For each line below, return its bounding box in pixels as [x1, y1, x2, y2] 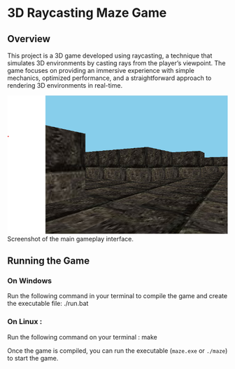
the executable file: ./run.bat [7, 300, 89, 308]
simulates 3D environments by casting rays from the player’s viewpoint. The [7, 59, 226, 67]
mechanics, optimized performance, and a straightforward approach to [7, 74, 212, 82]
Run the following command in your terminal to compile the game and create [7, 292, 228, 300]
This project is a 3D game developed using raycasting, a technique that [7, 51, 213, 60]
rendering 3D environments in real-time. [7, 81, 123, 89]
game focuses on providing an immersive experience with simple [7, 67, 194, 74]
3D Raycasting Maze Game [7, 5, 167, 21]
